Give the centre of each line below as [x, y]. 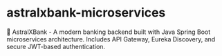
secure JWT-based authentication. [56, 46]
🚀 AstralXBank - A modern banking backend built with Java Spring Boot [109, 32]
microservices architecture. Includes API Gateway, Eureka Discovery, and [111, 39]
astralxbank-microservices [86, 13]
